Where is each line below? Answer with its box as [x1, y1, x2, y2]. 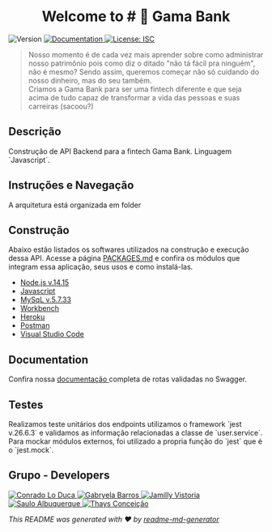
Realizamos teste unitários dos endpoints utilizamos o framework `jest [8, 419, 242, 428]
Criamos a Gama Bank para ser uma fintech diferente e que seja [28, 84, 242, 94]
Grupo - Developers [8, 469, 110, 483]
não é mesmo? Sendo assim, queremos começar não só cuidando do [28, 66, 260, 76]
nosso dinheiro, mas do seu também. [28, 75, 152, 85]
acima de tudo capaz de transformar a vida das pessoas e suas [28, 92, 240, 102]
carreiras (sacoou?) [28, 101, 95, 111]
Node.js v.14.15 [19, 278, 70, 287]
